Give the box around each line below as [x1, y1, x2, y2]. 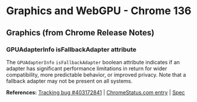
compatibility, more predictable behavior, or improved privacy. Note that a [6, 71, 186, 78]
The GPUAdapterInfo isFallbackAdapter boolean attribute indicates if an [6, 58, 180, 65]
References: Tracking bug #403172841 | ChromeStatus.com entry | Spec [6, 88, 185, 96]
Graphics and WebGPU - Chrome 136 [6, 4, 192, 18]
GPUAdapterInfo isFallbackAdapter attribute [6, 45, 136, 54]
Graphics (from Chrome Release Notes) [6, 28, 155, 38]
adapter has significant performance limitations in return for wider [6, 65, 167, 72]
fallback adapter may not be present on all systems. [6, 77, 133, 84]
